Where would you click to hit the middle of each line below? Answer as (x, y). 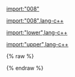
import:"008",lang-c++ (35, 20)
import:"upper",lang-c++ (37, 44)
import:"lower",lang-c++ (37, 32)
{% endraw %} (25, 68)
